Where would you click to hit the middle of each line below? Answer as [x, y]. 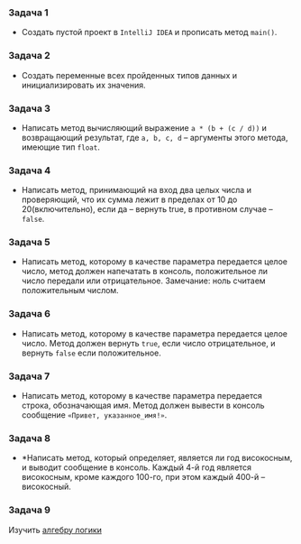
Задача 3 [30, 108]
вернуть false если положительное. [91, 353]
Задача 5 [29, 243]
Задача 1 [28, 13]
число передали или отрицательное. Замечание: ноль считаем [144, 281]
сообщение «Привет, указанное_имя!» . [94, 415]
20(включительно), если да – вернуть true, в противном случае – [147, 209]
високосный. [46, 487]
